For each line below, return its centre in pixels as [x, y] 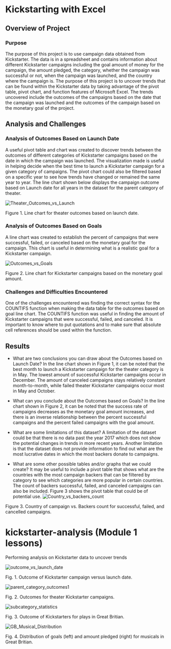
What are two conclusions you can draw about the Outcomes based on [87, 358]
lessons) [24, 543]
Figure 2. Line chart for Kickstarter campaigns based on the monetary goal [84, 273]
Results [18, 346]
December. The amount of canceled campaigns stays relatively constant [89, 380]
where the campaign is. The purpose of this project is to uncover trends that [86, 81]
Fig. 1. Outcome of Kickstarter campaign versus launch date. [69, 577]
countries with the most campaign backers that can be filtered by [81, 475]
